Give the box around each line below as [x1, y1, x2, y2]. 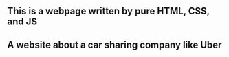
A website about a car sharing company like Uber [7, 39, 222, 50]
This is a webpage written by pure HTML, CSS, [7, 5, 210, 17]
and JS [7, 16, 38, 28]
